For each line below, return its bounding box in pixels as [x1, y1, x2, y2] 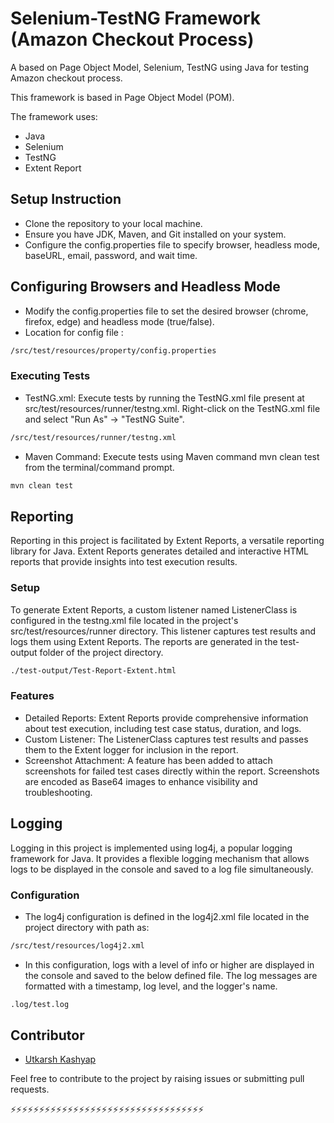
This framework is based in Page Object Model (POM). [10, 91, 235, 103]
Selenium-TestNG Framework [10, 7, 262, 30]
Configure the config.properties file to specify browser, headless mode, [24, 238, 320, 251]
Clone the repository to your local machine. [24, 217, 203, 229]
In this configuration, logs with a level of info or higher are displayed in [24, 958, 315, 971]
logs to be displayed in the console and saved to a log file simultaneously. [10, 863, 314, 875]
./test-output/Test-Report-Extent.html [10, 665, 177, 676]
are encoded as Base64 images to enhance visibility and [24, 775, 258, 787]
